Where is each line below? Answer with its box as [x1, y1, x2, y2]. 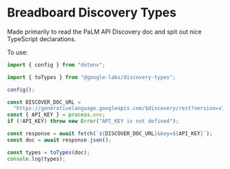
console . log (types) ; [7, 155, 66, 162]
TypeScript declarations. [7, 34, 77, 43]
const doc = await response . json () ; [7, 136, 112, 144]
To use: [7, 48, 29, 56]
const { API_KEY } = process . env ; [7, 111, 106, 118]
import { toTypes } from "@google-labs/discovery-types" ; [7, 74, 176, 80]
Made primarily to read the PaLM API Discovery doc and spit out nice [7, 27, 202, 36]
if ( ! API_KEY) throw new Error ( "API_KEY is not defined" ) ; [7, 118, 179, 125]
